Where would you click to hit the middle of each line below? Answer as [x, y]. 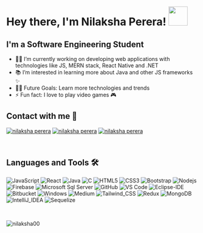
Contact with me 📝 [42, 116]
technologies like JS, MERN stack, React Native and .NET [87, 65]
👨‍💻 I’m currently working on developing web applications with [92, 59]
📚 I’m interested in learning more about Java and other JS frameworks [104, 72]
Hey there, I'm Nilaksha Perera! [86, 22]
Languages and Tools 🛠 [53, 163]
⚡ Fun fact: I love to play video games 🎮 [66, 95]
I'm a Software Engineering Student [75, 44]
